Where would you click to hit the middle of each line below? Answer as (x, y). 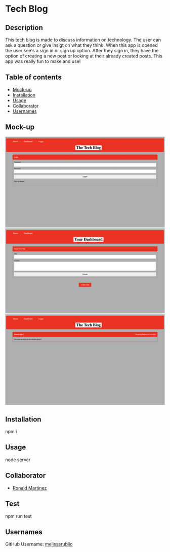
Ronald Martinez (30, 488)
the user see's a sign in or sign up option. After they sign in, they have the (82, 51)
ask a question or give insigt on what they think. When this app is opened (81, 45)
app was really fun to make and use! (43, 61)
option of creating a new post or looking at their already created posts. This (84, 56)
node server (18, 460)
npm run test (18, 516)
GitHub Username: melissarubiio (39, 544)
